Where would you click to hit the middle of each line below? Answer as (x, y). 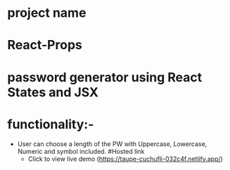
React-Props (45, 45)
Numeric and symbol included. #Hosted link (81, 151)
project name (47, 13)
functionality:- (51, 124)
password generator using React (105, 77)
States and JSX (53, 92)
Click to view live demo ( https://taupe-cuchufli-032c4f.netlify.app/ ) (126, 159)
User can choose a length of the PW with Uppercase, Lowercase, (112, 144)
